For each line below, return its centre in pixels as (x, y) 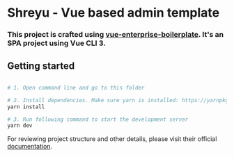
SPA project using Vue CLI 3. (57, 43)
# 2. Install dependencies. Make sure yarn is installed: (93, 100)
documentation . (30, 147)
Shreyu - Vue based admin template (114, 13)
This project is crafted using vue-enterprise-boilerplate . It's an (116, 35)
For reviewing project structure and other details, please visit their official (112, 139)
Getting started (41, 66)
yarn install (26, 107)
